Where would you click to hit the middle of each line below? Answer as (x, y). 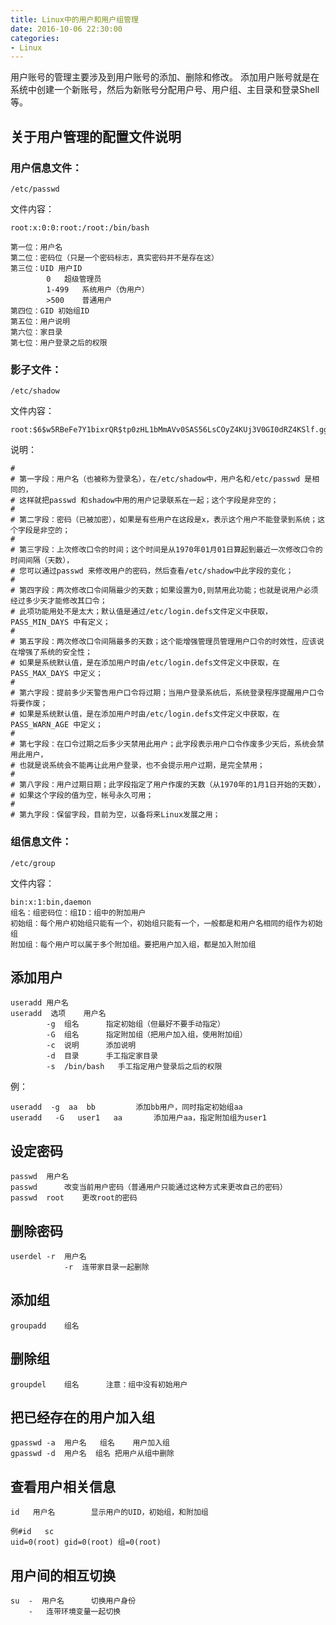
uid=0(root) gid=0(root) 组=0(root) (86, 1542)
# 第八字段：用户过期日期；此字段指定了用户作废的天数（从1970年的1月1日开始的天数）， (168, 785)
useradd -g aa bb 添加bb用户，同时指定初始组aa (126, 1107)
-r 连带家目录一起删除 (106, 1267)
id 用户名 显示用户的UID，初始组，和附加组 (109, 1512)
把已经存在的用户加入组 (82, 1417)
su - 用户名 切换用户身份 (73, 1601)
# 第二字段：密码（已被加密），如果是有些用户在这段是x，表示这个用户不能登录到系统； (164, 520)
